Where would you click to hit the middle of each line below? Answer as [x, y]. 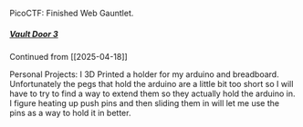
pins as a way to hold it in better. [70, 112]
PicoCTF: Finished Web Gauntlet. [72, 13]
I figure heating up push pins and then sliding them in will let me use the [145, 103]
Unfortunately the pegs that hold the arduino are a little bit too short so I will [151, 83]
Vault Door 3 [34, 34]
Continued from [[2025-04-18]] [68, 56]
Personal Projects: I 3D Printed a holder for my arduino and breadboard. [145, 74]
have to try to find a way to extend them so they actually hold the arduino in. [152, 93]
